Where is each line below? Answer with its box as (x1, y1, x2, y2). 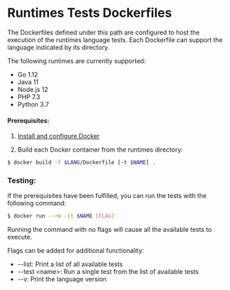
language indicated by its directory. (7, 43, 110, 51)
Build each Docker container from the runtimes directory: (17, 145, 184, 154)
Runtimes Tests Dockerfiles (7, 5, 172, 21)
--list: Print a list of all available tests (17, 260, 123, 268)
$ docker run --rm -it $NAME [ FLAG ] (7, 213, 115, 220)
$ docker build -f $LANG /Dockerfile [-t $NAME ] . (7, 159, 156, 166)
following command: (7, 199, 67, 208)
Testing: (7, 176, 37, 185)
